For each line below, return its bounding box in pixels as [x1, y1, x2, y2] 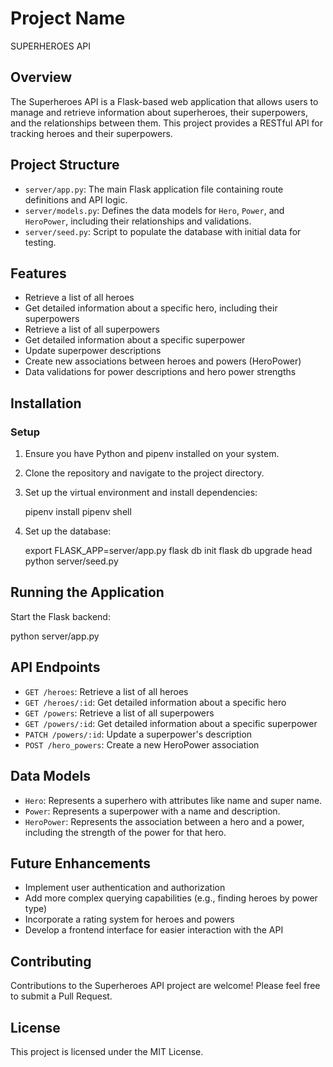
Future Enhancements [10, 855, 152, 872]
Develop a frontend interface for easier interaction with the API [24, 924, 284, 936]
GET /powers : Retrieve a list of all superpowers [24, 707, 215, 719]
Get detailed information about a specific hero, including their [24, 302, 278, 314]
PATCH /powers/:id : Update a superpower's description [24, 728, 253, 740]
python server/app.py [10, 630, 100, 642]
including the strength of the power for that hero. [24, 826, 227, 838]
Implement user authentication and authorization [24, 882, 226, 894]
